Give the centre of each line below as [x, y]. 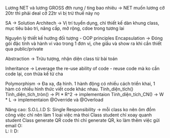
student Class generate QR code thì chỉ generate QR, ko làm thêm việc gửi [83, 120]
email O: [14, 126]
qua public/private [24, 49]
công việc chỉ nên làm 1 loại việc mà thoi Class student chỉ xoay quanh [79, 115]
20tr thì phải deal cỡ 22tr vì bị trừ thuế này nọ [52, 13]
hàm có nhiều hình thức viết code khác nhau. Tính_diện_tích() [69, 89]
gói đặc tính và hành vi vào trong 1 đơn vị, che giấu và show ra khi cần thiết [83, 43]
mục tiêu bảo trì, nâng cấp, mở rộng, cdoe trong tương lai [65, 28]
